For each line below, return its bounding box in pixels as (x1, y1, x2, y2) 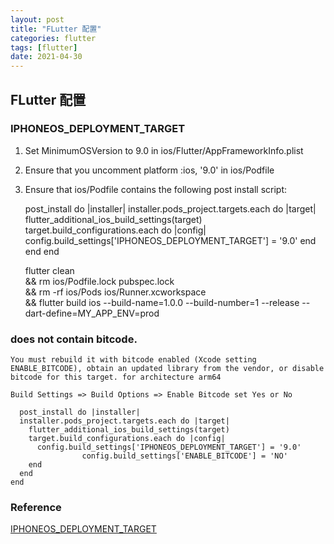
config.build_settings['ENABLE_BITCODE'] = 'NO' (81, 451, 288, 461)
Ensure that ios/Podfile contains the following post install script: (24, 183, 288, 195)
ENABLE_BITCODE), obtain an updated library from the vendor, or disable (10, 364, 325, 374)
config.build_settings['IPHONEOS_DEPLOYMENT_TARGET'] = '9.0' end (24, 234, 317, 246)
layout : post (10, 14, 65, 25)
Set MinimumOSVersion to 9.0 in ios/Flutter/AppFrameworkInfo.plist (24, 144, 304, 156)
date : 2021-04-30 (10, 52, 83, 62)
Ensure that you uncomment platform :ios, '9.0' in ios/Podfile (24, 164, 275, 176)
